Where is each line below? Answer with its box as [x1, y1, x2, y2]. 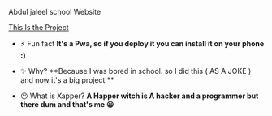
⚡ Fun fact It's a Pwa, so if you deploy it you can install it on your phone [19, 39, 265, 48]
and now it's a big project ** [19, 75, 115, 84]
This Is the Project [8, 23, 69, 32]
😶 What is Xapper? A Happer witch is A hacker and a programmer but [19, 91, 259, 101]
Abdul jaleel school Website [8, 7, 101, 16]
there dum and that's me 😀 [19, 100, 114, 109]
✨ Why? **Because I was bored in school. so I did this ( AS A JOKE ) [19, 67, 252, 75]
